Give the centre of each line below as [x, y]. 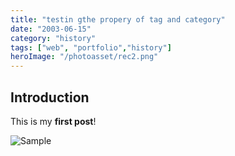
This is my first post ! [53, 121]
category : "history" [53, 38]
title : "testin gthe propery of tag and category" [118, 19]
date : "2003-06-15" [51, 29]
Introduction [50, 97]
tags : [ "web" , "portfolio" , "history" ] [91, 47]
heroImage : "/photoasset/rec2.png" [84, 57]
